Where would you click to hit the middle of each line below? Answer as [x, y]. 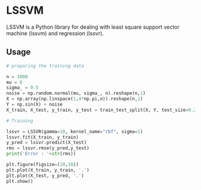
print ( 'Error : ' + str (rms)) [41, 154]
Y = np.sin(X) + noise [34, 105]
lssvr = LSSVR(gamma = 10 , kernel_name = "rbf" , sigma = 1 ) [75, 131]
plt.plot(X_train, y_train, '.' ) [48, 170]
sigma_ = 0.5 [22, 88]
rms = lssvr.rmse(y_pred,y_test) [48, 148]
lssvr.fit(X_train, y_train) [42, 137]
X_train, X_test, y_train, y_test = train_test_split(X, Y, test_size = [97, 110]
